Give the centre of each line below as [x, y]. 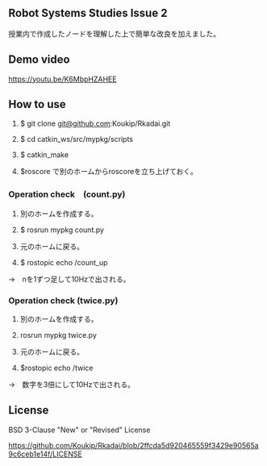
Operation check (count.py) [67, 194]
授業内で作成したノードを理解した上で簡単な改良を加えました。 [114, 33]
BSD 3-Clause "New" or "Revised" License [79, 430]
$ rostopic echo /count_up [64, 262]
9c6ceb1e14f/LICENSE [45, 454]
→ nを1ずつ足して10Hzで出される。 [69, 279]
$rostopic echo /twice [56, 368]
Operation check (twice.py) [63, 300]
